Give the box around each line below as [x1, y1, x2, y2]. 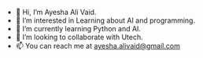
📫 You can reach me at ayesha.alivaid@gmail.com [15, 42, 181, 50]
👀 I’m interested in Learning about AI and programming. [15, 16, 195, 25]
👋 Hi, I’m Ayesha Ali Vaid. [15, 8, 97, 16]
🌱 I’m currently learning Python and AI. [15, 24, 142, 33]
